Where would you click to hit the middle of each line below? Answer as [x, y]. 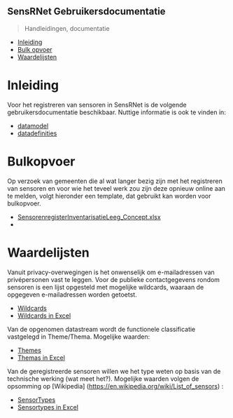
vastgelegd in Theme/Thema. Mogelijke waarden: [79, 337]
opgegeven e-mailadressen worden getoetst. [72, 295]
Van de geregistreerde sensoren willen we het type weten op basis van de [114, 371]
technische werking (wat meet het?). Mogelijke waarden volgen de [103, 379]
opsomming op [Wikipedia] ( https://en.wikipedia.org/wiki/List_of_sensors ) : [115, 386]
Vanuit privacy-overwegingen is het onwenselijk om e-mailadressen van [111, 272]
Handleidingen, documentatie [67, 28]
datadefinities [37, 133]
